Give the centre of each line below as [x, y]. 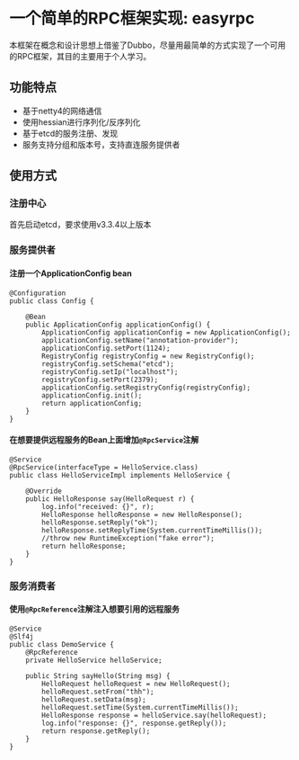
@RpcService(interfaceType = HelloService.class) [104, 467]
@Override [44, 491]
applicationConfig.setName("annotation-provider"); [141, 340]
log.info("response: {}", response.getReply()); [134, 723]
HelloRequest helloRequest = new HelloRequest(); [136, 684]
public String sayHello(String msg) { [98, 675]
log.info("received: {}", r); [98, 506]
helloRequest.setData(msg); [94, 699]
